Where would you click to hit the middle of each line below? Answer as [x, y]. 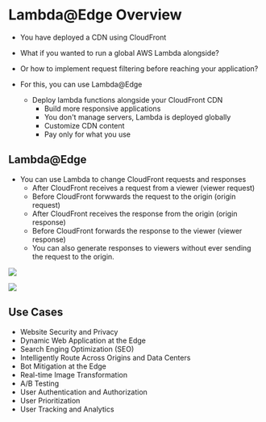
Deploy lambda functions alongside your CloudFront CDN [127, 99]
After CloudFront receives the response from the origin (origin [135, 213]
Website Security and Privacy [69, 331]
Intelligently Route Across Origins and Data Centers [105, 357]
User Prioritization [50, 400]
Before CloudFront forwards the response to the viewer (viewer [137, 230]
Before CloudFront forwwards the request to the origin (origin [134, 196]
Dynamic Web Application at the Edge [83, 340]
